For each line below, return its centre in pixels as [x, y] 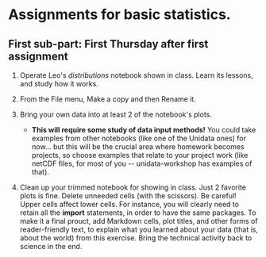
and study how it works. [59, 84]
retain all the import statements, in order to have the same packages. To [138, 213]
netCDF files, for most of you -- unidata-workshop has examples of [142, 163]
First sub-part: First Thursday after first [108, 44]
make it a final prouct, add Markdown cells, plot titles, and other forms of [139, 221]
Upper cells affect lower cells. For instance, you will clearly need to [129, 204]
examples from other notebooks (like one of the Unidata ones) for [139, 138]
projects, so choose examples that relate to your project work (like [140, 155]
